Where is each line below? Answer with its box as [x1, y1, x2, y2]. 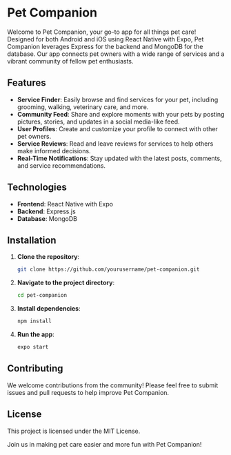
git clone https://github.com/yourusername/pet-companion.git [17, 266, 200, 273]
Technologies [7, 182, 68, 193]
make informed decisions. [17, 146, 91, 155]
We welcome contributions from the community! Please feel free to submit [7, 381, 219, 389]
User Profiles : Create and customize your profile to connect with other [17, 124, 219, 133]
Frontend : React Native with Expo [17, 200, 114, 208]
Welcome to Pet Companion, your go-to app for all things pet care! [7, 28, 197, 36]
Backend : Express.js [17, 207, 76, 215]
